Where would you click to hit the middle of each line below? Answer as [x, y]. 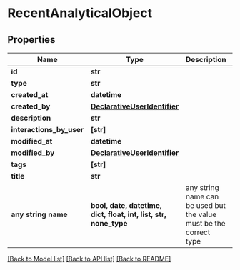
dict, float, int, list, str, [128, 214]
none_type [109, 223]
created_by [31, 106]
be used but [206, 205]
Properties [31, 40]
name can [202, 196]
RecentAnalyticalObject [80, 13]
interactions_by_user [47, 130]
